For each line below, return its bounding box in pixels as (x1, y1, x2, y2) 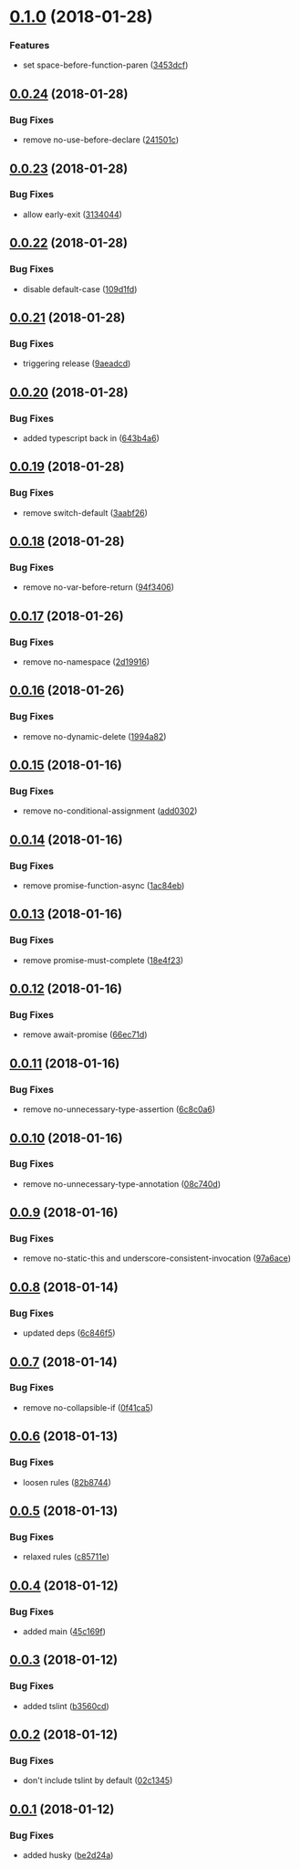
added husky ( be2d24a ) (22, 1849, 114, 1860)
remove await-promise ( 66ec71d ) (22, 1029, 148, 1040)
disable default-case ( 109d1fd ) (22, 283, 138, 294)
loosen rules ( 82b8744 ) (22, 1476, 112, 1487)
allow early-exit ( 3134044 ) (22, 208, 123, 220)
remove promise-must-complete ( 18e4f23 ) (22, 954, 184, 965)
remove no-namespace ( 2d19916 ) (22, 656, 150, 667)
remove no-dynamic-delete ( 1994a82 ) (22, 730, 167, 741)
